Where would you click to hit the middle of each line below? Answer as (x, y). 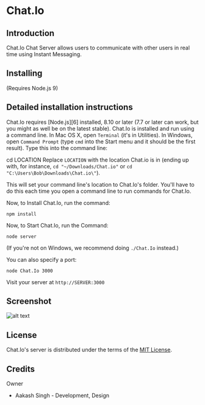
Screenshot (29, 302)
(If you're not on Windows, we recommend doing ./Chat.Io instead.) (92, 248)
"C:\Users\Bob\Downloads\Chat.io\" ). (53, 173)
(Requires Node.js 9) (32, 88)
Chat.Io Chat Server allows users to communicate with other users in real (98, 48)
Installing (24, 73)
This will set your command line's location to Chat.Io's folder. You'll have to (100, 184)
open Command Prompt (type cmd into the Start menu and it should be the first (101, 142)
